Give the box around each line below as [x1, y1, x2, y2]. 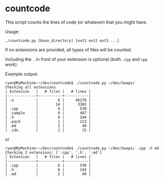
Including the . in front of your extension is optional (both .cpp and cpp [5, 56, 148, 62]
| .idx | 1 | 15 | [5, 128, 91, 132]
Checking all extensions [5, 84, 56, 90]
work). [5, 61, 18, 67]
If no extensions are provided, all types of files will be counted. [5, 47, 132, 52]
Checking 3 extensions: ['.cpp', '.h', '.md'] [5, 150, 102, 155]
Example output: [5, 71, 38, 77]
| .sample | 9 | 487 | [5, 110, 91, 115]
